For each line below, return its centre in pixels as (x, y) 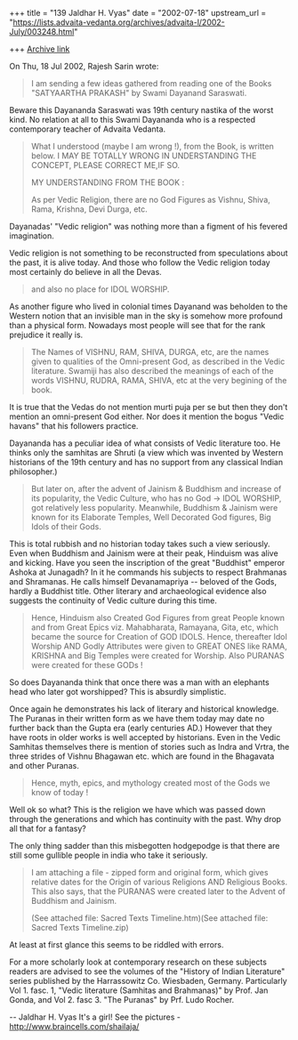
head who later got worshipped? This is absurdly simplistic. (118, 692)
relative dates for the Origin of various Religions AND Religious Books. (159, 882)
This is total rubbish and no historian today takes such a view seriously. (140, 544)
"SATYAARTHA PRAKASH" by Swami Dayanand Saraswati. (139, 93)
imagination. (32, 236)
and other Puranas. (44, 766)
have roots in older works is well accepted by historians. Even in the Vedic (145, 737)
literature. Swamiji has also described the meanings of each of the (152, 371)
